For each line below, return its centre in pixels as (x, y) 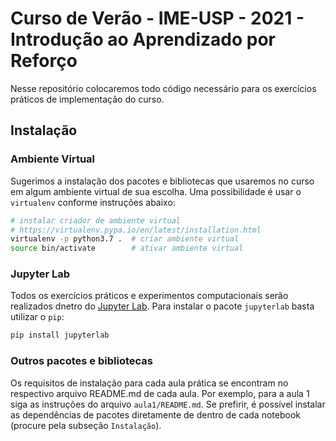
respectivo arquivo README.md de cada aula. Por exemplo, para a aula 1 (160, 393)
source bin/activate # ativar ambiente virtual (127, 248)
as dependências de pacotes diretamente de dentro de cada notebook (155, 414)
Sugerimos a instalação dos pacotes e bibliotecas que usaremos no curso (162, 181)
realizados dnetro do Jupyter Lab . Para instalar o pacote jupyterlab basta (162, 306)
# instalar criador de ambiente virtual (96, 220)
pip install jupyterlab (60, 335)
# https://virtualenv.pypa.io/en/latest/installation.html (136, 230)
